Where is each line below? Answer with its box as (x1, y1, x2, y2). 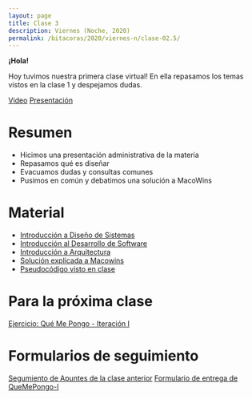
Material (8, 204, 65, 222)
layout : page (8, 11, 52, 20)
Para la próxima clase (8, 292, 154, 311)
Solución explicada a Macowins (19, 256, 125, 265)
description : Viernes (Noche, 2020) (8, 26, 130, 34)
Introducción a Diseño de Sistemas (19, 230, 135, 240)
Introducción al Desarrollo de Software (19, 239, 148, 248)
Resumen (8, 123, 73, 142)
